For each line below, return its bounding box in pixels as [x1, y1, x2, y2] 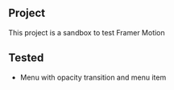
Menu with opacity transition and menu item [19, 72, 167, 82]
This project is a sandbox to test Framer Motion [8, 27, 165, 37]
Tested [8, 51, 44, 65]
